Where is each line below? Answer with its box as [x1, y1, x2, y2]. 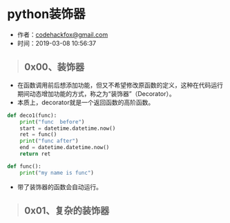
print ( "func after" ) [19, 137, 79, 145]
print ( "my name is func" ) [19, 169, 95, 176]
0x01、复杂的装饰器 [23, 205, 110, 217]
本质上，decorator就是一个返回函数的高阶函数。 [17, 98, 155, 106]
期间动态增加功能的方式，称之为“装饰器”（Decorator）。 [17, 89, 176, 97]
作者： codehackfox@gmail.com [17, 30, 108, 39]
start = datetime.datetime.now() [19, 125, 116, 132]
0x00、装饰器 [23, 61, 85, 73]
